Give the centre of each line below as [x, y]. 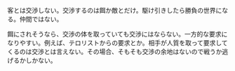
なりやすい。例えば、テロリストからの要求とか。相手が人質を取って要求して [117, 43]
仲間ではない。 [41, 19]
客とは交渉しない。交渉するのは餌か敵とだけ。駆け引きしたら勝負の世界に [115, 10]
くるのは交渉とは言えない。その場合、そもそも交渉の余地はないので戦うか [115, 52]
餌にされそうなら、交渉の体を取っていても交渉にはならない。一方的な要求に [117, 34]
